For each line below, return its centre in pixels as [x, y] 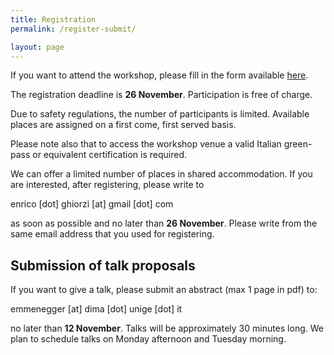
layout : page [37, 47]
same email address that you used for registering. [112, 234]
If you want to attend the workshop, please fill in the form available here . [159, 75]
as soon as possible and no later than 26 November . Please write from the [164, 223]
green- [298, 144]
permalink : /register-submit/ [73, 29]
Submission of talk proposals [103, 265]
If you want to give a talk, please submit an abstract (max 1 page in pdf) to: [164, 290]
